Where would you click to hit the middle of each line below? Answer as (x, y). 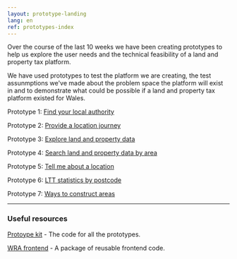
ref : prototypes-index (41, 27)
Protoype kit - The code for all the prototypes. (74, 234)
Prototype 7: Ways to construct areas (61, 194)
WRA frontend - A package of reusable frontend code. (86, 248)
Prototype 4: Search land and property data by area (82, 153)
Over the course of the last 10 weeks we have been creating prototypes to (115, 47)
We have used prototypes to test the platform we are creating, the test (109, 76)
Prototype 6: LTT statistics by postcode (65, 180)
